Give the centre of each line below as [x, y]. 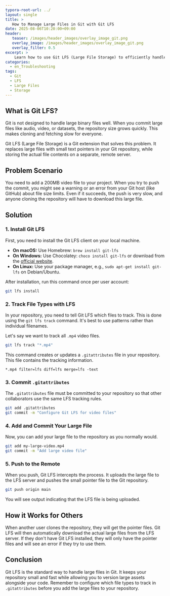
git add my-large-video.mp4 [35, 446]
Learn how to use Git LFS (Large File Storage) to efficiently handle [90, 57]
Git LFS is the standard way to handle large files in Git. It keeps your [76, 572]
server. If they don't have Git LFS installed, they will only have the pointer [81, 538]
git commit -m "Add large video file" [46, 451]
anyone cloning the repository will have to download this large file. [74, 199]
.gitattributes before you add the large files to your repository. [72, 588]
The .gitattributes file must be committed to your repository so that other [83, 393]
